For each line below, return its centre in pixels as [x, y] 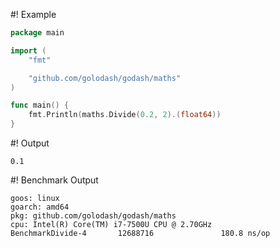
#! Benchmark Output [54, 180]
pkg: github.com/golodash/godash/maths [93, 216]
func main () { [40, 105]
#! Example [33, 14]
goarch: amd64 [40, 207]
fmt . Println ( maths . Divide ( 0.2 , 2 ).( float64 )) [125, 115]
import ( [28, 50]
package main [37, 33]
